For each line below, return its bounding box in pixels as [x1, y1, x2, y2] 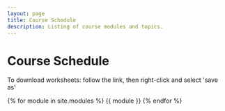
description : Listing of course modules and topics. [7, 23, 164, 30]
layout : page [7, 10, 45, 17]
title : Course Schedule [7, 17, 77, 24]
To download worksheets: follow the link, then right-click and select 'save [7, 76, 219, 84]
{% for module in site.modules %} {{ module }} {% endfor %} [7, 96, 183, 105]
